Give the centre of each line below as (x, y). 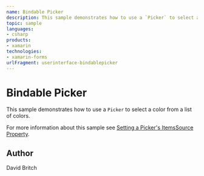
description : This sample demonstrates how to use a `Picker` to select (100, 18)
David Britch (22, 168)
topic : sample (24, 23)
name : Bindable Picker (35, 12)
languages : (20, 29)
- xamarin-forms (27, 57)
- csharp (17, 35)
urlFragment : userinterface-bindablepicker (62, 63)
